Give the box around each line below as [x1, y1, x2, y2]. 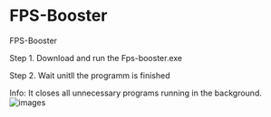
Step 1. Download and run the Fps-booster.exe [9, 52, 183, 63]
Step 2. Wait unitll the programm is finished [9, 69, 170, 81]
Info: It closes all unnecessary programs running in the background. [9, 87, 263, 98]
